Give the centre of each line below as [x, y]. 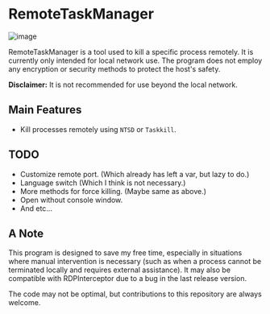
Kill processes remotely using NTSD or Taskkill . [98, 129]
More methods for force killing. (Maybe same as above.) [113, 191]
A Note [26, 233]
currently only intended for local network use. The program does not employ [135, 60]
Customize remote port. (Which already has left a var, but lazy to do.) [135, 174]
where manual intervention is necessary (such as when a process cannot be [135, 262]
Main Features [45, 110]
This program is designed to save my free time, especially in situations [125, 253]
